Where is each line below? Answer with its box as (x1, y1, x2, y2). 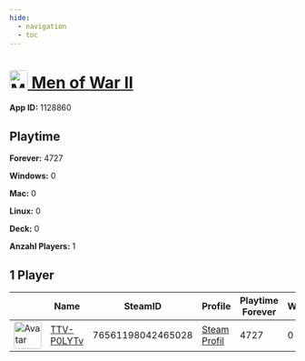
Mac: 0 (9, 188, 36, 199)
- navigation (17, 22, 67, 31)
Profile (201, 299, 231, 312)
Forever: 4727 (9, 153, 64, 164)
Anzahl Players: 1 (9, 241, 76, 252)
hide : (9, 13, 30, 23)
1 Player (9, 267, 54, 283)
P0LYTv (50, 334, 84, 346)
